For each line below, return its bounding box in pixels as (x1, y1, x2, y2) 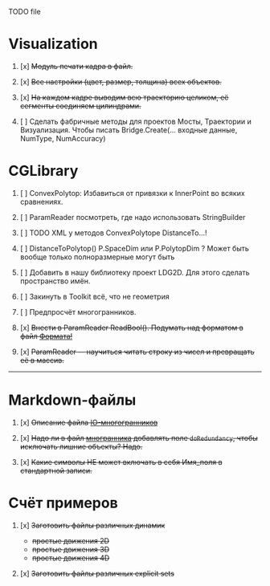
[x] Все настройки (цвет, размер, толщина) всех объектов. (19, 76, 223, 87)
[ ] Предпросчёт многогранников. (19, 307, 137, 316)
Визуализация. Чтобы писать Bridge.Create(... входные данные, (19, 124, 238, 135)
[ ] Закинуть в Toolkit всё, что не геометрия (19, 291, 170, 301)
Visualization (8, 35, 98, 53)
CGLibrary (8, 162, 79, 180)
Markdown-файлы (8, 391, 137, 409)
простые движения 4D (31, 553, 110, 563)
